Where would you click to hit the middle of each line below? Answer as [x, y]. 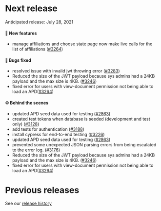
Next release [31, 9]
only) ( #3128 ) [26, 124]
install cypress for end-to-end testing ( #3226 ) [58, 134]
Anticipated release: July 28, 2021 [39, 22]
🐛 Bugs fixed [18, 60]
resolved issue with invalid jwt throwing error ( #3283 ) [66, 71]
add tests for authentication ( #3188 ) [48, 129]
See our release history [29, 203]
